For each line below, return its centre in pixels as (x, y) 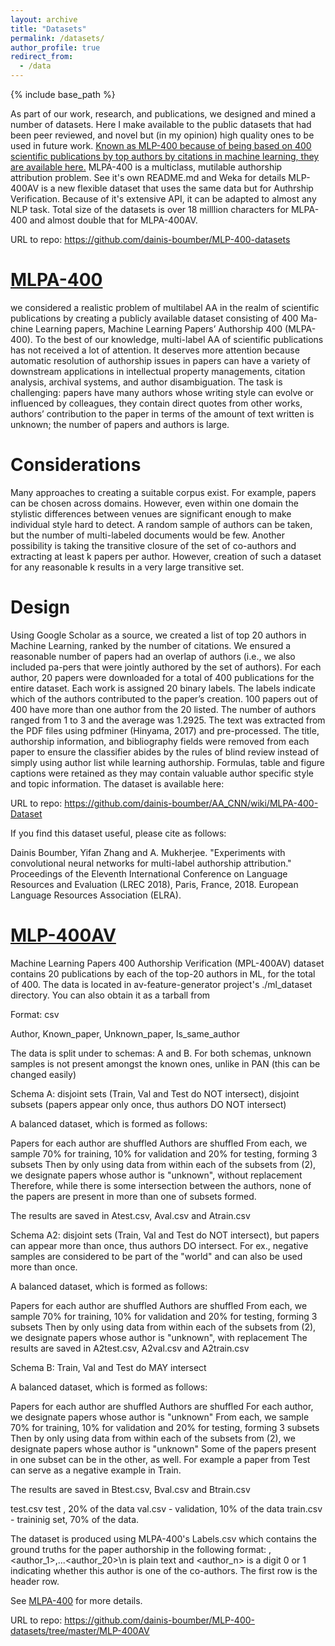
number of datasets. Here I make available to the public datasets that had (161, 124)
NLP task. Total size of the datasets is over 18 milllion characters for (150, 209)
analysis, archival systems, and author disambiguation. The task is (146, 382)
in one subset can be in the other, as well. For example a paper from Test (160, 1459)
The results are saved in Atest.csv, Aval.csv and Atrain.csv (130, 1215)
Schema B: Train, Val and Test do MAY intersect (108, 1367)
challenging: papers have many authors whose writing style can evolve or (162, 392)
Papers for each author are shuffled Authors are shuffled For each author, (162, 1406)
